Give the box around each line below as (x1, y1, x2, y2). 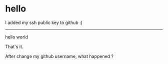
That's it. (5, 43, 23, 49)
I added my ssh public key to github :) (5, 19, 82, 25)
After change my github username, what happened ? (5, 53, 114, 59)
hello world (5, 33, 28, 40)
